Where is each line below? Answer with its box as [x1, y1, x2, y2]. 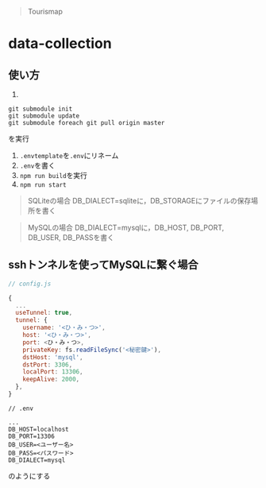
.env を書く [19, 161, 56, 170]
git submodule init [8, 105, 73, 113]
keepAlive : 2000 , [22, 375, 80, 384]
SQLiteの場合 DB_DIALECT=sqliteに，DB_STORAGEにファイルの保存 [27, 196, 252, 205]
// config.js [8, 280, 52, 288]
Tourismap [27, 7, 64, 16]
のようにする [8, 471, 51, 480]
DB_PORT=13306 [8, 432, 56, 440]
